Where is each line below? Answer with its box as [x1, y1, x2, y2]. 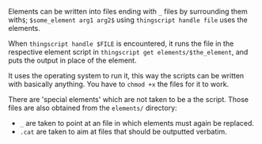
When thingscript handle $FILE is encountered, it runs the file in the [8, 39, 234, 48]
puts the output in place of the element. [8, 55, 137, 65]
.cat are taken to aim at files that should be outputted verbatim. [19, 127, 227, 136]
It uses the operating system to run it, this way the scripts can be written [8, 71, 245, 80]
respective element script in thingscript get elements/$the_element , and [8, 47, 249, 56]
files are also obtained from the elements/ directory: [8, 103, 177, 112]
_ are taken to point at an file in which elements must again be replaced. [19, 119, 255, 127]
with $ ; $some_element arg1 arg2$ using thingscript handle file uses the [8, 15, 248, 25]
